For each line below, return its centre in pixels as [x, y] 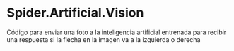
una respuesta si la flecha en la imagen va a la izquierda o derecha [104, 39]
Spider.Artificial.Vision [75, 13]
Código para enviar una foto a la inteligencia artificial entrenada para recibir [117, 32]
